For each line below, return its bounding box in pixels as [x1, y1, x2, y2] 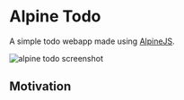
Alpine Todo [9, 6, 101, 27]
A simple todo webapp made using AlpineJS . [9, 36, 175, 46]
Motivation [9, 79, 72, 95]
